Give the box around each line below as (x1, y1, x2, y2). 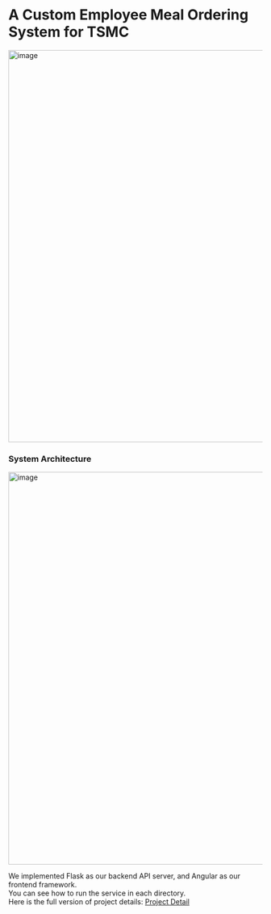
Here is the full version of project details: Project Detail (8, 897, 190, 907)
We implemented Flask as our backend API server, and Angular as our (8, 871, 240, 881)
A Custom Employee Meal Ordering (8, 6, 248, 24)
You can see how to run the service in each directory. (8, 888, 186, 898)
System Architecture (8, 453, 92, 464)
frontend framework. (8, 880, 77, 890)
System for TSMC (8, 23, 130, 41)
